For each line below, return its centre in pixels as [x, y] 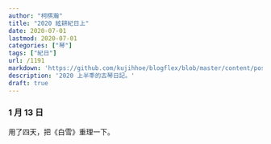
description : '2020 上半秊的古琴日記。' [72, 76]
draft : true [28, 83]
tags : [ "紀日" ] [33, 53]
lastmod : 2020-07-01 [43, 38]
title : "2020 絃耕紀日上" [49, 23]
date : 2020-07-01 [38, 31]
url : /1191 [27, 61]
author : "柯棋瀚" [35, 16]
